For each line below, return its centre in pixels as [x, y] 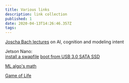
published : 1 [19, 19]
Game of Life [18, 76]
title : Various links [27, 10]
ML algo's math [21, 66]
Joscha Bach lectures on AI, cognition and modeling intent [64, 42]
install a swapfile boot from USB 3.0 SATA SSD [53, 56]
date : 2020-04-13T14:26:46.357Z [38, 23]
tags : [11, 28]
